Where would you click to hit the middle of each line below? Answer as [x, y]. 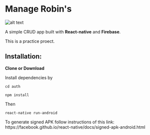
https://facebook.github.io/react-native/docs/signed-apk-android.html [75, 127]
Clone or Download [25, 68]
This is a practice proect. [30, 41]
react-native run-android [31, 113]
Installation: [24, 57]
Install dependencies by [29, 77]
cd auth [13, 86]
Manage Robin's [38, 9]
